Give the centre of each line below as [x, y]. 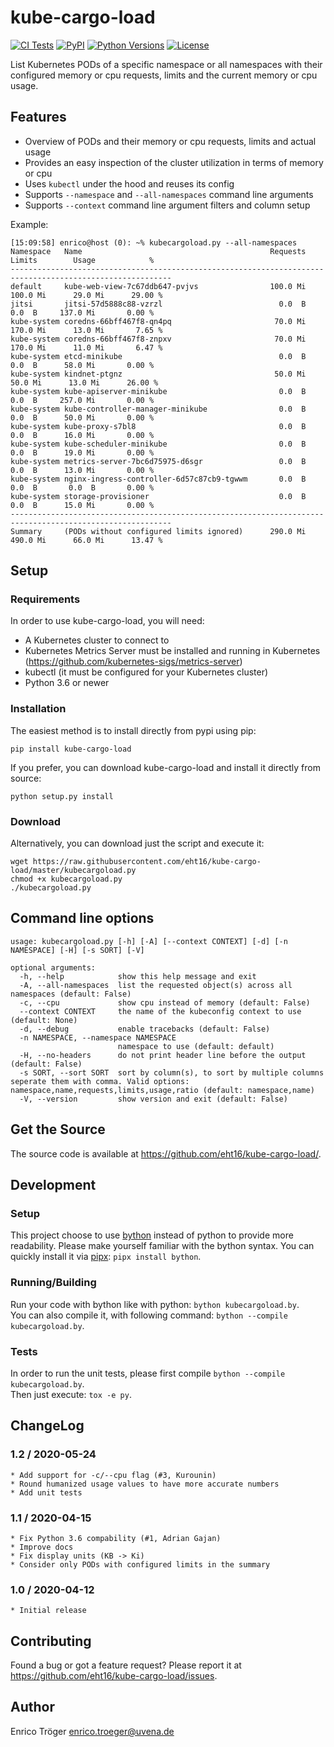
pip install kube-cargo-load [71, 749]
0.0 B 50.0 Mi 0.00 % [82, 417]
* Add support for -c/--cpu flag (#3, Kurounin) [113, 1475]
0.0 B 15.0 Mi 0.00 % [82, 505]
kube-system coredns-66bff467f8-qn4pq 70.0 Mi [158, 321]
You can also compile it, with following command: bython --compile [149, 1315]
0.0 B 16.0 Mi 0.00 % [82, 435]
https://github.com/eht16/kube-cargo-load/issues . [114, 1676]
